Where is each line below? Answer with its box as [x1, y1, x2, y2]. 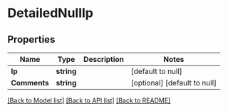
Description [83, 55, 125, 64]
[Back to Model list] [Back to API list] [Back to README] [7, 96, 171, 105]
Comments [11, 78, 50, 88]
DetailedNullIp [7, 5, 94, 21]
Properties [7, 33, 56, 46]
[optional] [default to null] [130, 78, 217, 88]
